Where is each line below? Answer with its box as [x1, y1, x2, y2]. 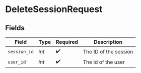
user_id [8, 59, 26, 65]
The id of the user [83, 58, 125, 65]
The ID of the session [83, 48, 133, 55]
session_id [8, 49, 34, 54]
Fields [5, 24, 25, 32]
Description [94, 39, 122, 45]
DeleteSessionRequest [5, 4, 103, 15]
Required [55, 39, 78, 45]
